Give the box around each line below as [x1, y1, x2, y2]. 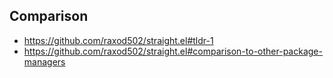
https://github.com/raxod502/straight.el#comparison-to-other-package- [23, 45, 323, 57]
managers [23, 55, 66, 68]
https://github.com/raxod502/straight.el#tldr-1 [23, 34, 214, 46]
